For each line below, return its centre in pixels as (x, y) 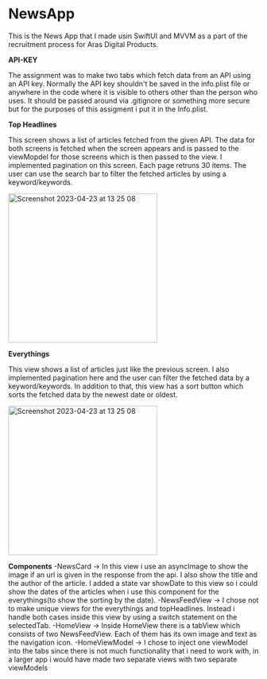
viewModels (28, 667)
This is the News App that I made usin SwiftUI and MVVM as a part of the (128, 36)
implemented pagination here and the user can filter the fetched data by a (129, 377)
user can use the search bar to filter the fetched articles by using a (117, 174)
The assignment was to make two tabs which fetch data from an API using (130, 75)
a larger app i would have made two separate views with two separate (123, 659)
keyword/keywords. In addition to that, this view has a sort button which (126, 386)
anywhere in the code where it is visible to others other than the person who (133, 92)
